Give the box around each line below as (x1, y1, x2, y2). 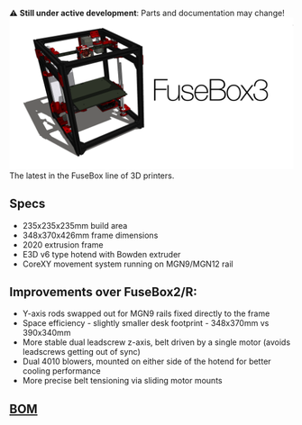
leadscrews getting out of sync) (22, 347, 142, 357)
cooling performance (22, 366, 101, 376)
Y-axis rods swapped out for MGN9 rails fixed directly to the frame (22, 308, 270, 319)
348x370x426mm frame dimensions (22, 230, 159, 240)
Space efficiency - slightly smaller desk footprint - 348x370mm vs (22, 318, 270, 329)
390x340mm (22, 328, 71, 339)
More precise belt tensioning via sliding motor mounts (22, 375, 223, 386)
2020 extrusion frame (22, 239, 104, 250)
